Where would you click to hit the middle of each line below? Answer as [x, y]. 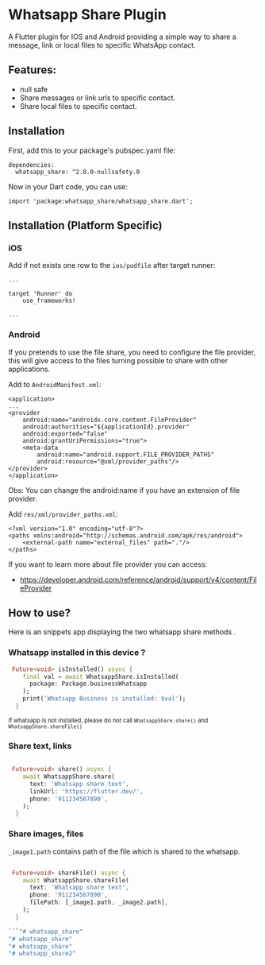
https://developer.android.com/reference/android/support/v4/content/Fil [138, 579]
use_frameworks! [50, 301]
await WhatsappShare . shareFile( [76, 880]
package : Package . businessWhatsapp [88, 684]
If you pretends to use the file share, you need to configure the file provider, [132, 352]
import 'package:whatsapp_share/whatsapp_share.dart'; [101, 201]
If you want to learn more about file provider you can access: [108, 564]
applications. [29, 369]
